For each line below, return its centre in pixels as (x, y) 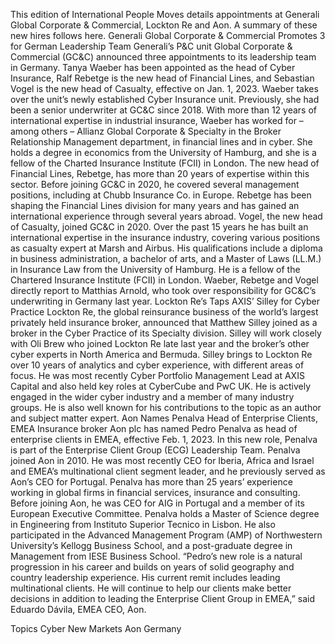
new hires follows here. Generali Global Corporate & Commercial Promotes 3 (168, 35)
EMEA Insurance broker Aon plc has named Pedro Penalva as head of (154, 428)
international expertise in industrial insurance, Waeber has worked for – (157, 120)
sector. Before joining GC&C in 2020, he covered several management (155, 184)
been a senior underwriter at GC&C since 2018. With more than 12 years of (164, 110)
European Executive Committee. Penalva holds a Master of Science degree (165, 513)
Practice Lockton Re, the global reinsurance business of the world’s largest (164, 312)
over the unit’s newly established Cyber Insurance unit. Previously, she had (165, 99)
